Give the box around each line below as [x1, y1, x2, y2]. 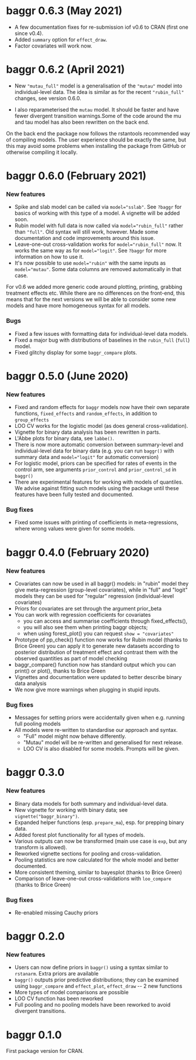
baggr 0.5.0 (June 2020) [6, 369, 129, 383]
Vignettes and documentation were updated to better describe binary [14, 673, 182, 680]
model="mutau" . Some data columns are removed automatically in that [14, 266, 181, 273]
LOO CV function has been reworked [14, 995, 104, 1002]
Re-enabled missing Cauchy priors [14, 909, 98, 916]
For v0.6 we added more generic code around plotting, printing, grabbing [6, 283, 183, 291]
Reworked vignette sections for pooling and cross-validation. [14, 850, 162, 857]
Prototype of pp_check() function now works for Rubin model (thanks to [14, 636, 188, 643]
